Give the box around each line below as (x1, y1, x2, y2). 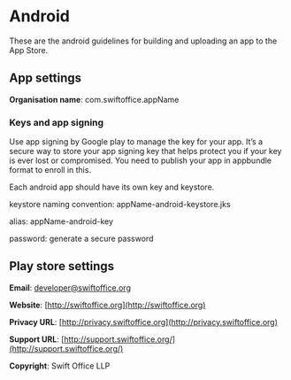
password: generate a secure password (9, 233, 154, 244)
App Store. (9, 44, 49, 55)
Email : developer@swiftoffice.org (9, 282, 131, 293)
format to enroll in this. (9, 165, 91, 175)
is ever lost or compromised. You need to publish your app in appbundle (9, 155, 272, 166)
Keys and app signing (9, 116, 104, 128)
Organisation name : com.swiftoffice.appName (9, 94, 180, 105)
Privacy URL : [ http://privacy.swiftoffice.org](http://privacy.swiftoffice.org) (9, 316, 279, 327)
